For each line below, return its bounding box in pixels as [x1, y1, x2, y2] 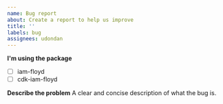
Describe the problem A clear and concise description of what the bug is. [7, 89, 217, 97]
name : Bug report [7, 10, 57, 17]
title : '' [7, 23, 36, 29]
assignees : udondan [7, 36, 63, 42]
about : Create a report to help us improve [7, 16, 134, 23]
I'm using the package [7, 54, 72, 62]
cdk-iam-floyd [17, 75, 58, 83]
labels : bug [7, 29, 41, 36]
